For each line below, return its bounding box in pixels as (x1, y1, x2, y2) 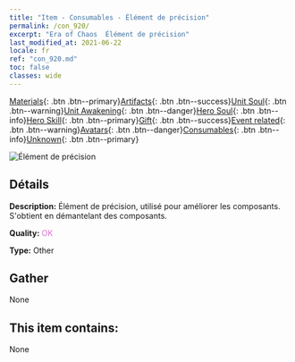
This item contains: (9, 320, 119, 335)
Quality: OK (9, 227, 54, 238)
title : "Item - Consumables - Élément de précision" (9, 13, 210, 22)
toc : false (9, 63, 50, 72)
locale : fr (9, 46, 50, 55)
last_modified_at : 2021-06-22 (9, 38, 122, 47)
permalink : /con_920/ (9, 21, 90, 30)
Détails (9, 177, 49, 192)
